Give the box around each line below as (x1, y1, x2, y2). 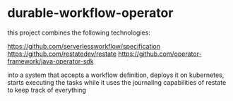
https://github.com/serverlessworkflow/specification (7, 42, 161, 50)
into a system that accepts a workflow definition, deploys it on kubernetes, (7, 71, 225, 79)
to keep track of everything (7, 85, 87, 94)
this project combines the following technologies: (7, 28, 150, 37)
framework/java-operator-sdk (7, 57, 94, 65)
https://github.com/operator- (117, 49, 203, 58)
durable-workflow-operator (7, 5, 174, 21)
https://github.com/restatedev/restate (7, 49, 116, 58)
